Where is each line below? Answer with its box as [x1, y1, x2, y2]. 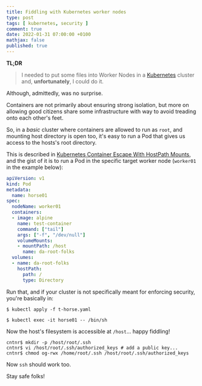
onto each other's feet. [6, 114, 64, 122]
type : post [6, 15, 34, 21]
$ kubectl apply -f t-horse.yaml [6, 306, 91, 312]
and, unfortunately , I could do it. [21, 77, 104, 85]
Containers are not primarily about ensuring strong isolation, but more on [6, 101, 189, 108]
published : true [6, 43, 47, 49]
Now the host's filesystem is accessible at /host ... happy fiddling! [6, 328, 170, 335]
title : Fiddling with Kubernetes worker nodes [6, 9, 127, 15]
